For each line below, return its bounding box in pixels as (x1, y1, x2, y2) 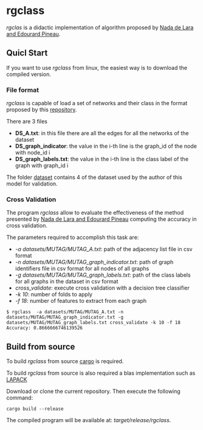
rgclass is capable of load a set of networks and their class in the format (6, 100, 188, 107)
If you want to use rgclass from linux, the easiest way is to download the (6, 64, 187, 71)
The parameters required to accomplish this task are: (6, 234, 139, 241)
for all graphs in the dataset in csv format (15, 278, 119, 285)
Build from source (6, 341, 75, 352)
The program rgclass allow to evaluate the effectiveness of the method (6, 209, 184, 217)
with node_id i (15, 149, 50, 156)
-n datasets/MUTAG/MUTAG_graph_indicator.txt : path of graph (15, 258, 174, 266)
